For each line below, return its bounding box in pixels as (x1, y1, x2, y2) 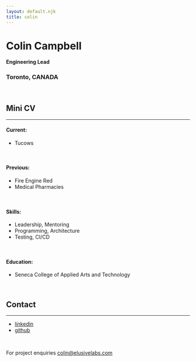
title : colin (6, 14, 38, 20)
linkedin (14, 320, 34, 327)
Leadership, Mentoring (14, 221, 70, 228)
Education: (6, 258, 33, 265)
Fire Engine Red (14, 177, 53, 184)
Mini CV (6, 104, 36, 113)
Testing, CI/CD (14, 233, 50, 240)
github (14, 327, 30, 334)
